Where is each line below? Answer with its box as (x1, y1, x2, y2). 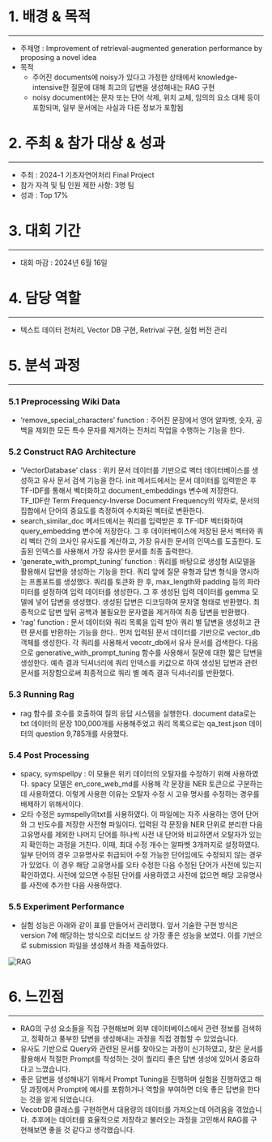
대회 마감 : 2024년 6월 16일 (19, 257, 108, 267)
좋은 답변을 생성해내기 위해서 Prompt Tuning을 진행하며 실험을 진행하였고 (19, 1075, 253, 1084)
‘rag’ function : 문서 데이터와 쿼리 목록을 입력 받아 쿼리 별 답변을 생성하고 (19, 618, 253, 627)
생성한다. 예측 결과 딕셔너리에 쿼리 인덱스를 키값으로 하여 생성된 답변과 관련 (19, 658, 258, 668)
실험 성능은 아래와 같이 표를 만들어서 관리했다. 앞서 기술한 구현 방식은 (19, 921, 239, 930)
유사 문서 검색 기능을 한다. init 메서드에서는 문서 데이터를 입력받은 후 (41, 476, 257, 485)
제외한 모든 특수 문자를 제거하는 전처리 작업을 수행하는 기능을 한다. (35, 425, 245, 434)
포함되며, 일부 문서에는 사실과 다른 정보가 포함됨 (32, 102, 184, 112)
